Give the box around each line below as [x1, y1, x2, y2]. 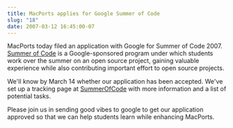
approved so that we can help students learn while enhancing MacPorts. [7, 113, 215, 121]
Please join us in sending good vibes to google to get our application [7, 105, 204, 114]
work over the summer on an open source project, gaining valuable [7, 57, 200, 65]
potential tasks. [7, 92, 51, 100]
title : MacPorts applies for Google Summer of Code [7, 10, 160, 17]
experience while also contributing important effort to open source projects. [7, 64, 225, 73]
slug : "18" [7, 17, 39, 24]
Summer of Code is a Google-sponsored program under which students [7, 49, 214, 57]
